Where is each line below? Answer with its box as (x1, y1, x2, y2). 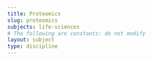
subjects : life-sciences (7, 23, 80, 30)
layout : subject (7, 36, 55, 43)
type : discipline (7, 43, 58, 50)
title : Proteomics (7, 10, 61, 18)
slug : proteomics (7, 17, 58, 24)
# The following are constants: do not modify (7, 29, 146, 37)
